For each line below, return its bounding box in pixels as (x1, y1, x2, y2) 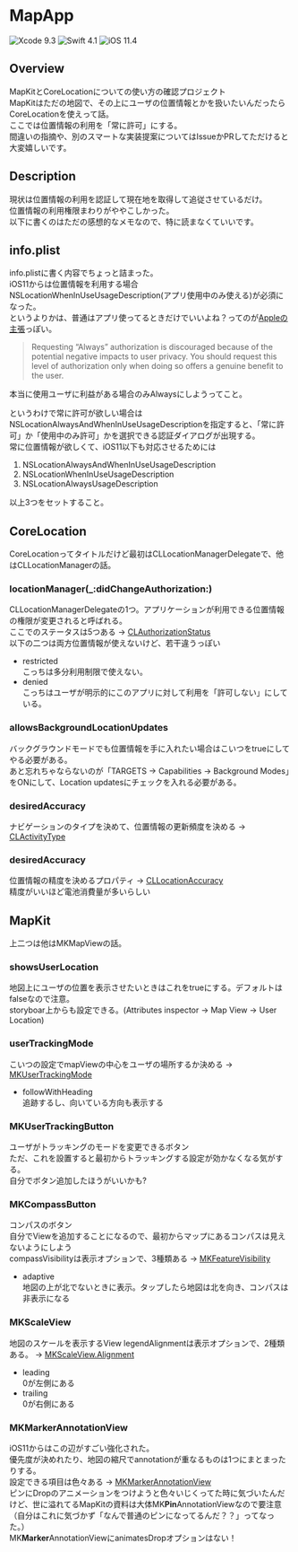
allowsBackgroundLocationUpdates (9, 722, 168, 734)
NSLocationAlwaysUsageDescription (21, 478, 158, 489)
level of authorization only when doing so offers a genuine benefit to (30, 361, 284, 372)
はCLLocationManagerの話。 (9, 560, 116, 571)
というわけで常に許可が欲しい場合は (9, 408, 143, 418)
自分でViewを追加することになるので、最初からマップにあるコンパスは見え (9, 1231, 286, 1241)
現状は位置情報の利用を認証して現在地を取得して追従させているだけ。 (9, 194, 268, 205)
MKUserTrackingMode (9, 1069, 92, 1080)
